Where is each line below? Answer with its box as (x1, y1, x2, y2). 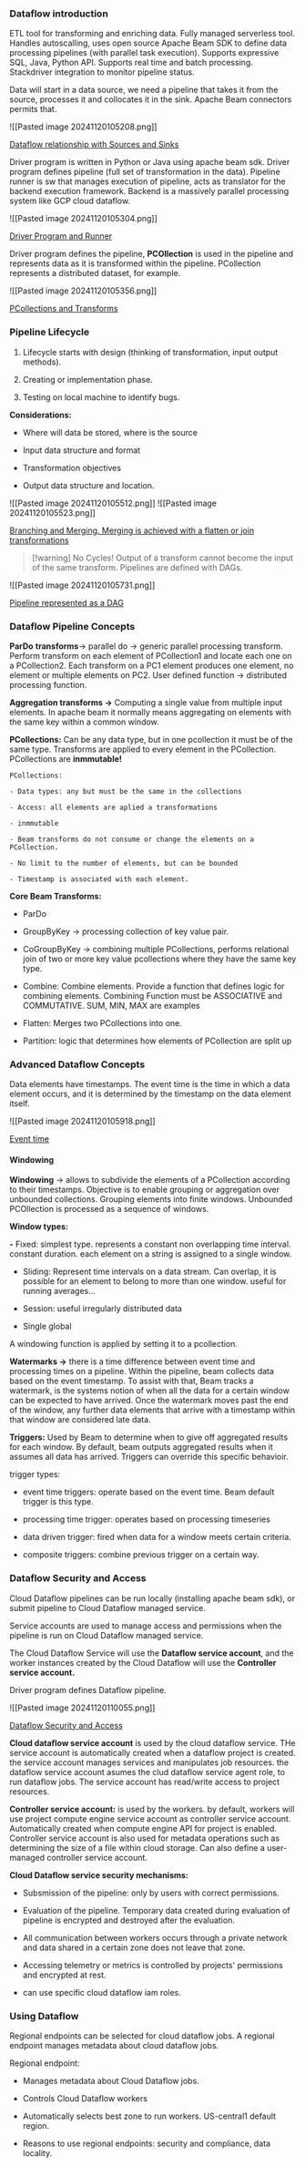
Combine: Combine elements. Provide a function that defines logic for (22, 981, 285, 991)
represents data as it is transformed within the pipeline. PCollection (9, 258, 261, 269)
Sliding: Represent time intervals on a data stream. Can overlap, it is (22, 1266, 277, 1278)
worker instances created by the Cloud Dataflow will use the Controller (9, 1657, 277, 1668)
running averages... (22, 1286, 96, 1297)
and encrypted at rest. (22, 1969, 107, 1980)
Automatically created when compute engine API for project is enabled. (9, 1823, 278, 1833)
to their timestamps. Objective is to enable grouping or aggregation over (9, 1184, 280, 1196)
